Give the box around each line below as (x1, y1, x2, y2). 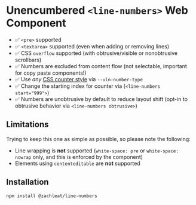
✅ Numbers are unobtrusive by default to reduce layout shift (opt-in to (14, 95, 188, 102)
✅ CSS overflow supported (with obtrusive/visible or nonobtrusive (14, 49, 178, 57)
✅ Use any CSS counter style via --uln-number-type (14, 75, 143, 82)
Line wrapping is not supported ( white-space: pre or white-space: (14, 147, 179, 154)
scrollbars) (14, 56, 42, 63)
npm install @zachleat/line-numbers (6, 192, 97, 199)
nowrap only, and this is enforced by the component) (14, 153, 143, 160)
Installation (6, 177, 49, 187)
